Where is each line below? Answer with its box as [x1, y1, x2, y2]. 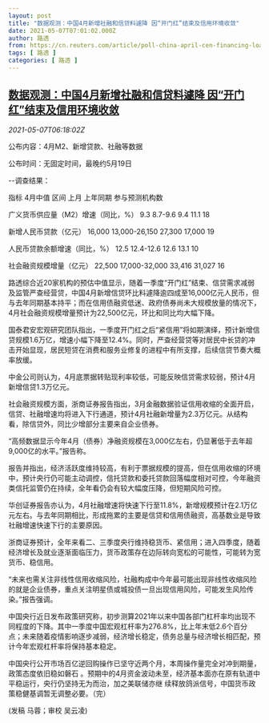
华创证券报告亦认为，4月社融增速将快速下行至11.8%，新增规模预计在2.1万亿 [8, 500, 258, 510]
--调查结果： [8, 176, 50, 185]
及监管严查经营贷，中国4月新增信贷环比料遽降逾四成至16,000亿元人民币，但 [8, 288, 260, 297]
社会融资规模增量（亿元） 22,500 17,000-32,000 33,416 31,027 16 [8, 261, 226, 270]
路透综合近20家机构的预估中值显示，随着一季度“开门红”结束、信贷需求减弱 [8, 277, 255, 287]
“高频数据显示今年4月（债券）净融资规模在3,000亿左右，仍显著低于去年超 [8, 436, 253, 446]
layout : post [8, 11, 52, 20]
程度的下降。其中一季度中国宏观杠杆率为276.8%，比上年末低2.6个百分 [14, 621, 248, 631]
